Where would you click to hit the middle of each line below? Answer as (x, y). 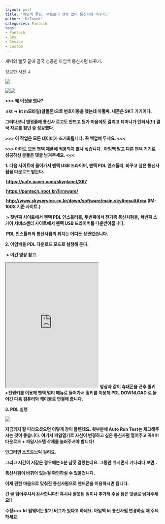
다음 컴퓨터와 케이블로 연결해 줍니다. (49, 399)
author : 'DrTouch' (24, 19)
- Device (14, 42)
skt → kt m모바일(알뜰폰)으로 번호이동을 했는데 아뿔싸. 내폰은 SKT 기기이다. (79, 111)
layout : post (18, 10)
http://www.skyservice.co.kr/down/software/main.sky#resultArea (76, 201)
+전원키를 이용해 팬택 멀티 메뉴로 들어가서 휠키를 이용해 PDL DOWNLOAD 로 (78, 393)
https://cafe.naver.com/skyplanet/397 (47, 181)
